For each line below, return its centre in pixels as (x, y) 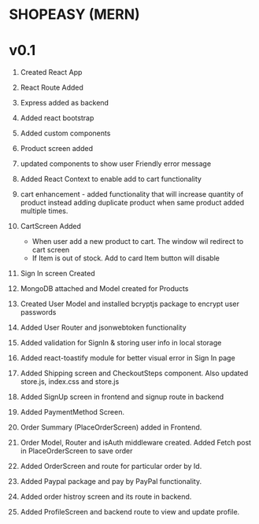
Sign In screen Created (57, 274)
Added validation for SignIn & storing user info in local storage (121, 343)
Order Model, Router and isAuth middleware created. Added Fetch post (135, 443)
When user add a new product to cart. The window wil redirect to (138, 242)
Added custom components (65, 133)
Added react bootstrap (57, 118)
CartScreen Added (51, 227)
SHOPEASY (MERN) (74, 15)
